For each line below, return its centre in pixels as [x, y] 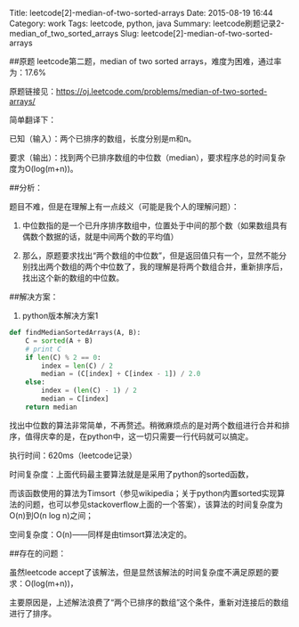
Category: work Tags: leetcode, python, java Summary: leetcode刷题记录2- [147, 23]
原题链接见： [32, 91]
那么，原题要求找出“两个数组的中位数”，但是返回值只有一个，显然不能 [150, 256]
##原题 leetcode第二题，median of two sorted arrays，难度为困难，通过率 [145, 61]
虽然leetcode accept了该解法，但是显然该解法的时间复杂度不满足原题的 [140, 572]
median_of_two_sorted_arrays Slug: [74, 33]
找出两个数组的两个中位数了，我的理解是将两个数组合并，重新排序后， [158, 267]
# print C [44, 349]
